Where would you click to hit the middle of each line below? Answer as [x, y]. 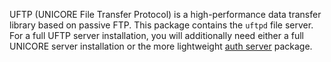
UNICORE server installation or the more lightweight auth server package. [161, 46]
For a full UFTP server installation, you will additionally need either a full [156, 35]
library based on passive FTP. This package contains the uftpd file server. [161, 25]
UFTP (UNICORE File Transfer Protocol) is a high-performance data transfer [165, 14]
